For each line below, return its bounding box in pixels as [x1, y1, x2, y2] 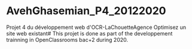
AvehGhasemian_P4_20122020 [6, 4, 166, 18]
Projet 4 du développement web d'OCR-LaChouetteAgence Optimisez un [6, 24, 187, 31]
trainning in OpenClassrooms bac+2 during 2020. [6, 36, 129, 43]
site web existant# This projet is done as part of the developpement [6, 30, 173, 37]
